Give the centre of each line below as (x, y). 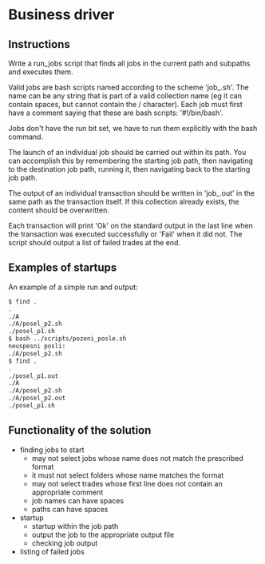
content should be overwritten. (59, 210)
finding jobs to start (52, 450)
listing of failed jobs (52, 551)
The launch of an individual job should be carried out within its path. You (127, 152)
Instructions (39, 44)
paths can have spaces (70, 509)
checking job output (65, 543)
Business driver (61, 15)
